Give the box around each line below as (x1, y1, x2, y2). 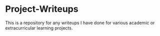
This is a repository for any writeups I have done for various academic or (5, 20, 155, 26)
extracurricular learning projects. (5, 25, 73, 31)
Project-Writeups (5, 3, 78, 15)
